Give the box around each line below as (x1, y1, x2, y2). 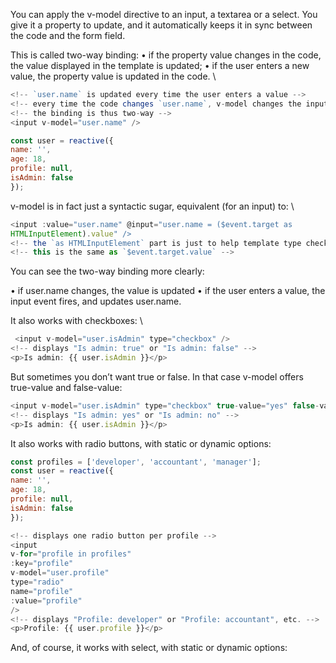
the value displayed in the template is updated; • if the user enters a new (10, 60, 310, 71)
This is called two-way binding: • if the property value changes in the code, (10, 49, 322, 61)
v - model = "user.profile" (10, 568, 110, 578)
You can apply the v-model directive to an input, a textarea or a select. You (10, 9, 318, 20)
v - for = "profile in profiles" (10, 549, 132, 559)
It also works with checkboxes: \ (10, 315, 143, 327)
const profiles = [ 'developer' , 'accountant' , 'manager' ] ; (10, 457, 262, 467)
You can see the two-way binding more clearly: (10, 265, 205, 278)
